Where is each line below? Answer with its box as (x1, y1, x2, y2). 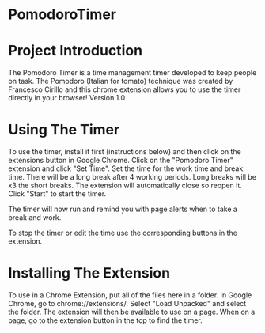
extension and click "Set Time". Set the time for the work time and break (8, 164, 244, 173)
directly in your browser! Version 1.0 (8, 93, 126, 103)
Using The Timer (8, 121, 120, 139)
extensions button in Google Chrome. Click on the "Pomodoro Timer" (8, 156, 233, 165)
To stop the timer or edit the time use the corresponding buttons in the (8, 228, 237, 238)
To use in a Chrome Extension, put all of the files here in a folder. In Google (8, 290, 252, 300)
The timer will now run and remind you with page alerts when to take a (8, 204, 237, 214)
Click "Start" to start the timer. (8, 189, 107, 199)
